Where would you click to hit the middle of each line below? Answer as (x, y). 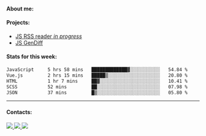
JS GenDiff (29, 42)
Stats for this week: (32, 57)
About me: (20, 9)
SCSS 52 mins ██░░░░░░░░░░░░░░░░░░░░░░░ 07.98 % (97, 87)
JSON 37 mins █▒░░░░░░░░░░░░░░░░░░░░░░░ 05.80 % (97, 93)
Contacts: (19, 112)
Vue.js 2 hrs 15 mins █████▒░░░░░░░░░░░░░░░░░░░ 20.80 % (97, 75)
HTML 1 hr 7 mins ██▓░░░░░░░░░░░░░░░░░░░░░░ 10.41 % (97, 81)
